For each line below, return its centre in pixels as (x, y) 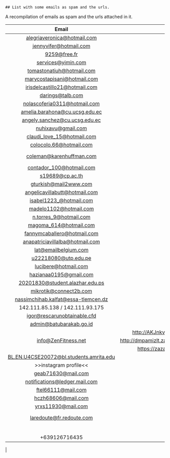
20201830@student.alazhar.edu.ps (61, 283)
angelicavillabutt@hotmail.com (61, 192)
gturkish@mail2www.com (61, 184)
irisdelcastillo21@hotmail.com (61, 87)
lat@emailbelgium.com (61, 250)
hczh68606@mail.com (61, 398)
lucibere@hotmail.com (61, 266)
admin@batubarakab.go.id (61, 324)
